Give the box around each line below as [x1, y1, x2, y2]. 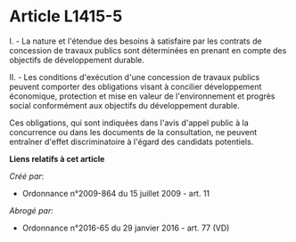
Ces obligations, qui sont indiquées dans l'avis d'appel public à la [9, 117, 250, 128]
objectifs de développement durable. [9, 54, 145, 65]
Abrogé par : [9, 205, 53, 215]
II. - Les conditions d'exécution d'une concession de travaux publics [9, 71, 260, 82]
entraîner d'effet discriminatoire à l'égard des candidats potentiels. [9, 136, 254, 147]
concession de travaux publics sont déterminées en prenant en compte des [9, 44, 287, 55]
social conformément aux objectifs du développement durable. [9, 100, 241, 110]
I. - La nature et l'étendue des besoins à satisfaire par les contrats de [9, 36, 262, 46]
